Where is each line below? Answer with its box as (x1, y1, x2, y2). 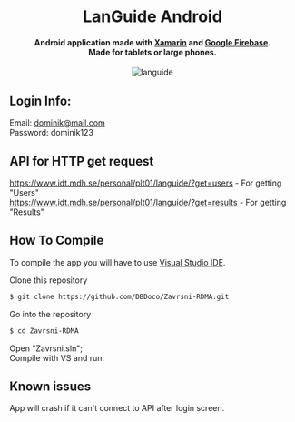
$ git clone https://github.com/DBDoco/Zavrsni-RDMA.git (9, 292, 230, 301)
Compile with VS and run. (9, 352, 105, 363)
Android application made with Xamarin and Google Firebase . (34, 36, 271, 47)
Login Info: (9, 93, 72, 108)
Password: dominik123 (9, 127, 93, 138)
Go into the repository (9, 308, 92, 319)
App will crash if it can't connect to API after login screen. (9, 403, 225, 414)
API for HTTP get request (9, 153, 154, 169)
